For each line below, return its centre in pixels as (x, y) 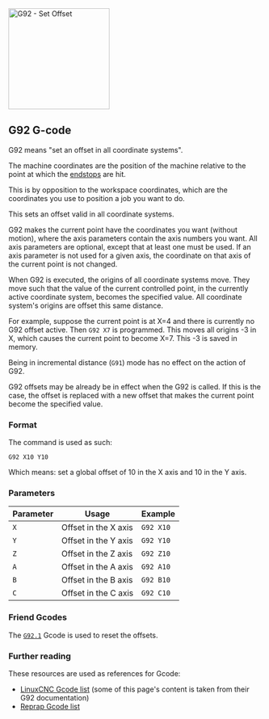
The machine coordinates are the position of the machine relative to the (127, 166)
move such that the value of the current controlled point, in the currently (128, 288)
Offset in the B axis (97, 580)
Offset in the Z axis (97, 554)
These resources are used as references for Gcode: (95, 673)
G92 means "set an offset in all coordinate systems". (96, 149)
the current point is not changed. (63, 264)
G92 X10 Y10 (28, 457)
